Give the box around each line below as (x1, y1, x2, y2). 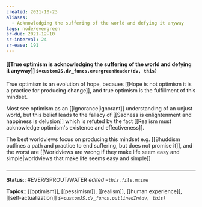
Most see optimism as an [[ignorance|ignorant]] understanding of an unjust (6, 105, 193, 112)
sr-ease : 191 (6, 43, 39, 49)
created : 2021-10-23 (6, 8, 58, 15)
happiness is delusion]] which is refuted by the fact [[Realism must (6, 118, 171, 125)
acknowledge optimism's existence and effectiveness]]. (6, 124, 144, 131)
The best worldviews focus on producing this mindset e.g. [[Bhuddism (6, 136, 180, 143)
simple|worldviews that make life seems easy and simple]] (6, 155, 151, 162)
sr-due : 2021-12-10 (6, 31, 55, 37)
